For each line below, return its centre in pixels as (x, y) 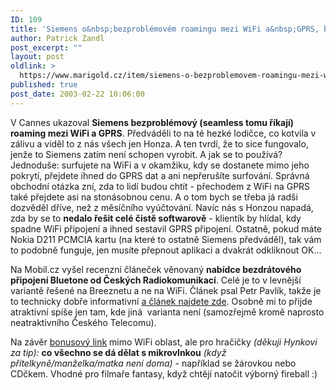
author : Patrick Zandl (57, 38)
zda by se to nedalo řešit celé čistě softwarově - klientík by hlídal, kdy (156, 218)
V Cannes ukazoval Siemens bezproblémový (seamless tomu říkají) (152, 122)
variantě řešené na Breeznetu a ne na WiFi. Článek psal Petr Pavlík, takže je (166, 290)
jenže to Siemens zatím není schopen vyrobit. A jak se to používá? (146, 154)
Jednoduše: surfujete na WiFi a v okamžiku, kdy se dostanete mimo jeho (160, 165)
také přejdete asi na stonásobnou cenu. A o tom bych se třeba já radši (154, 197)
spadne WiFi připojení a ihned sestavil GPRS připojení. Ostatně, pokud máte (166, 228)
